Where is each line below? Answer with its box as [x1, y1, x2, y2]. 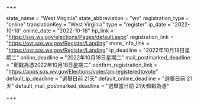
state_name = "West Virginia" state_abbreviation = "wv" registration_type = [6, 15, 189, 21]
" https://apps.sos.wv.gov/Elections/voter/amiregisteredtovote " [6, 68, 158, 75]
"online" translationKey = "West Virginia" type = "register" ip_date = [6, 21, 171, 28]
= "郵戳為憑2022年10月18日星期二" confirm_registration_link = [6, 61, 158, 68]
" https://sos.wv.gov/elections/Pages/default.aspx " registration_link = [6, 34, 174, 40]
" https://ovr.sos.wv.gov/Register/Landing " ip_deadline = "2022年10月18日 [6, 47, 185, 54]
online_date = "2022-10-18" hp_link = [22, 27, 114, 34]
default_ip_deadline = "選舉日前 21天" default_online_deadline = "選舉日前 [6, 75, 186, 82]
